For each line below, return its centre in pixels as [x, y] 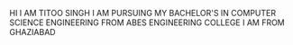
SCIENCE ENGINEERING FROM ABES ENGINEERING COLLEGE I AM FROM [147, 22]
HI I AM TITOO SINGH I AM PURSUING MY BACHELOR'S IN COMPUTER [143, 13]
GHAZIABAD [32, 32]
